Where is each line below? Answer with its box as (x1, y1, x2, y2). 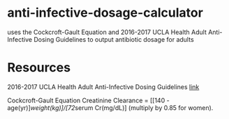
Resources (7, 60, 71, 76)
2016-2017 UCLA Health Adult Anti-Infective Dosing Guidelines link (7, 82, 200, 91)
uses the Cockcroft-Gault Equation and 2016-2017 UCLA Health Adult (7, 28, 207, 36)
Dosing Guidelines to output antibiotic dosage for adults (34, 35, 194, 43)
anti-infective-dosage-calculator (7, 5, 204, 21)
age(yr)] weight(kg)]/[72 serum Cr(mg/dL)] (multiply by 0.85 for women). (7, 103, 214, 112)
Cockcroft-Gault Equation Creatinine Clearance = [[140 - (7, 96, 170, 104)
